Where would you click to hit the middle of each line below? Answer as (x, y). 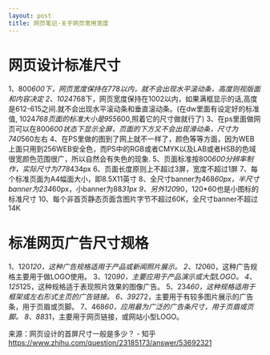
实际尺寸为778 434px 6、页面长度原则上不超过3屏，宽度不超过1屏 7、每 (140, 169)
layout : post (30, 16)
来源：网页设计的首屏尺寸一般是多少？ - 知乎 (82, 334)
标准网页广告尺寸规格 (79, 243)
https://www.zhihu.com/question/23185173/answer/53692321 (110, 343)
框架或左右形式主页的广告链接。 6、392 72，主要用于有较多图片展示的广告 (131, 297)
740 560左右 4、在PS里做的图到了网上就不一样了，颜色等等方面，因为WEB (131, 139)
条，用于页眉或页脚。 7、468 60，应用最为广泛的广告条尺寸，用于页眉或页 (131, 307)
